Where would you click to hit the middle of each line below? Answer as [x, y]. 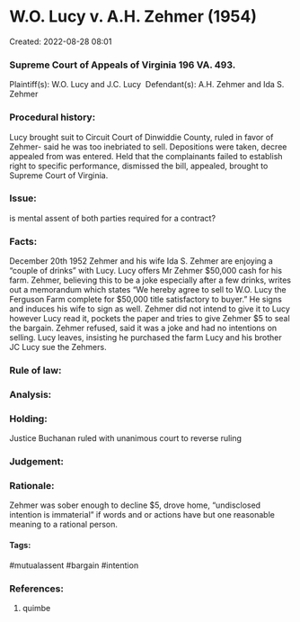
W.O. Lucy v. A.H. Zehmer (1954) [133, 17]
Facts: [23, 241]
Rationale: [32, 486]
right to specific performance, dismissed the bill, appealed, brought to [139, 166]
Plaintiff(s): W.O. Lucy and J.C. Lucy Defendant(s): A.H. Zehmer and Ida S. [147, 85]
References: [37, 589]
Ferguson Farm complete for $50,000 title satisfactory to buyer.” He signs [146, 300]
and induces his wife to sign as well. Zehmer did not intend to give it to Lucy [150, 309]
